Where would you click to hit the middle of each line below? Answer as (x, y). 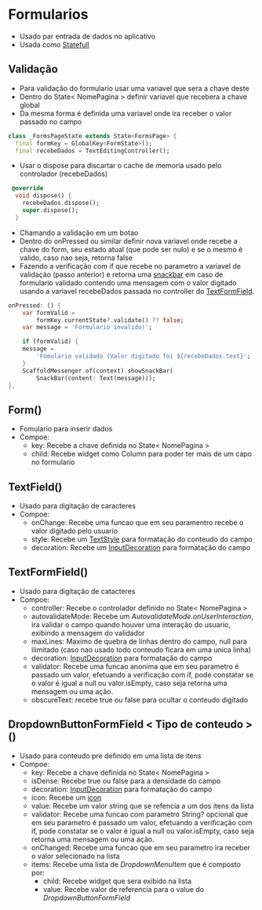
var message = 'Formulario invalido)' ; (87, 328)
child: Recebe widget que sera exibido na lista (117, 881)
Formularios (48, 15)
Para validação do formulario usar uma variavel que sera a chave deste (134, 88)
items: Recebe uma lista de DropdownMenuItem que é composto (136, 864)
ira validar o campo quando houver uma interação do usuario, (131, 624)
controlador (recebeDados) (64, 174)
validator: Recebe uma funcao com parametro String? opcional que (140, 814)
